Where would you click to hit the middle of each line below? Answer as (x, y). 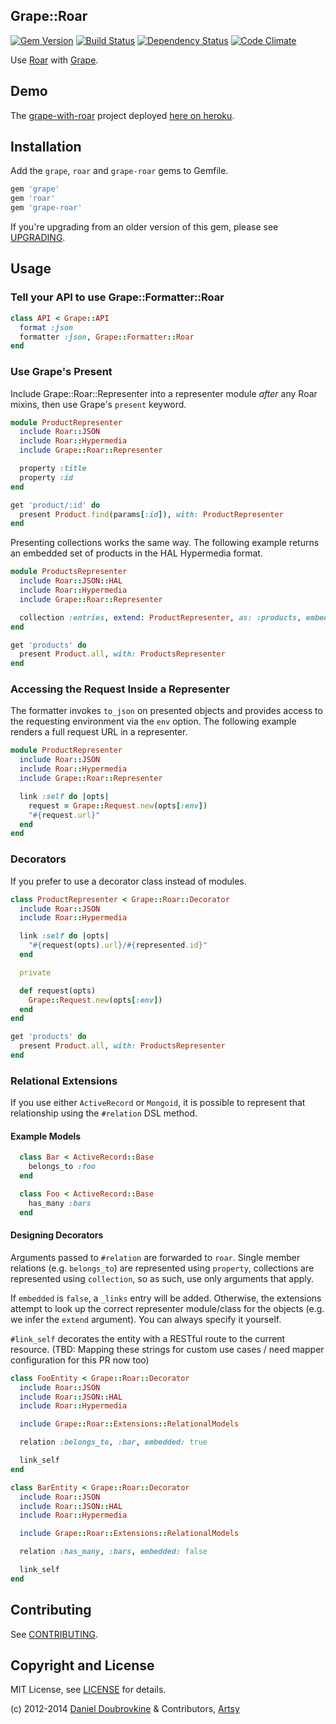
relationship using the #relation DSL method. (104, 1113)
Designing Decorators (57, 1235)
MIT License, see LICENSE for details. (88, 1690)
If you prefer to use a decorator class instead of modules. (128, 881)
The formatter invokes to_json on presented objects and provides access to (166, 711)
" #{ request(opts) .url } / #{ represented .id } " (118, 945)
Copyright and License (82, 1665)
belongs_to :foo (62, 1167)
